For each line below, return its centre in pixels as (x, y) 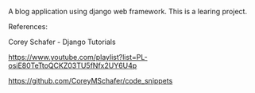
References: (28, 26)
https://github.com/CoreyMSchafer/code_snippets (91, 81)
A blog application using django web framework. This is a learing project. (128, 11)
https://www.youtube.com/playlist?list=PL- (78, 57)
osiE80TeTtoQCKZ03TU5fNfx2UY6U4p (73, 65)
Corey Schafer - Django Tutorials (62, 42)
